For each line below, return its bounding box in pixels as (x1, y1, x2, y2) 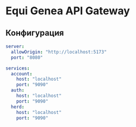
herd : (11, 104, 25, 110)
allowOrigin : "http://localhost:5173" (11, 49, 107, 55)
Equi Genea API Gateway (5, 4, 130, 18)
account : (11, 71, 33, 77)
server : (5, 43, 25, 49)
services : (5, 65, 30, 71)
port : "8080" (11, 55, 43, 61)
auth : (11, 87, 25, 93)
